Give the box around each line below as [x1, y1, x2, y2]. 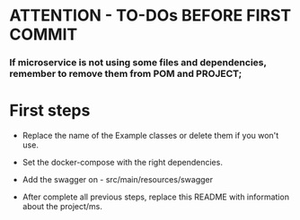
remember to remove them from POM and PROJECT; [9, 68, 243, 80]
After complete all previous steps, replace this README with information [22, 191, 290, 202]
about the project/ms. [22, 201, 103, 212]
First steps [9, 100, 91, 121]
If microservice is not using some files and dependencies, [9, 56, 267, 69]
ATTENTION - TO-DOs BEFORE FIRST [9, 5, 292, 26]
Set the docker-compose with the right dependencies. [22, 157, 223, 168]
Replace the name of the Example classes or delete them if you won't [22, 131, 279, 141]
